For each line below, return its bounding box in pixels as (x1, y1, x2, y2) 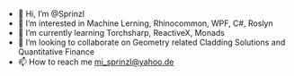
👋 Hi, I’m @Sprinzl (17, 9, 85, 19)
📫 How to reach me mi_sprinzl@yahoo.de (17, 56, 174, 67)
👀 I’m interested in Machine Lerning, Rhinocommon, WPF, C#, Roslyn (17, 18, 273, 29)
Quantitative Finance (17, 46, 95, 57)
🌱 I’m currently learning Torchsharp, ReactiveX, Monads (17, 28, 225, 38)
